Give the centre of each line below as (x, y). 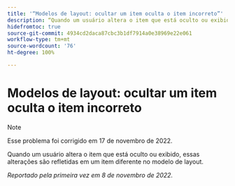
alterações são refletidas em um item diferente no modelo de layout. (106, 162)
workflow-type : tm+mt (39, 40)
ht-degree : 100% (31, 53)
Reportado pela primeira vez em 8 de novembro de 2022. (90, 175)
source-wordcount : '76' (42, 46)
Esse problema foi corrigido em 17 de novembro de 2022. (90, 141)
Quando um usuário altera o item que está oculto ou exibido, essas (104, 154)
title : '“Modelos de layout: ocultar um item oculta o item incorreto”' (115, 14)
